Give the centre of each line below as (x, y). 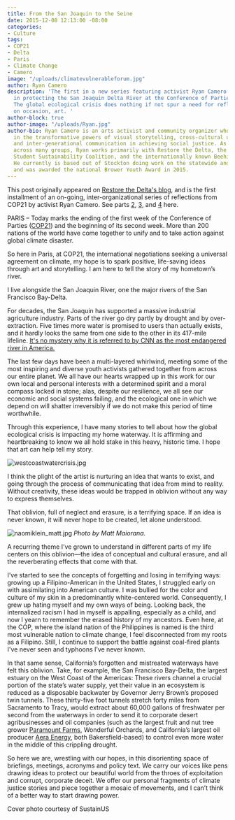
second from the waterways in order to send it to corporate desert (102, 714)
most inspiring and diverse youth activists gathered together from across (112, 368)
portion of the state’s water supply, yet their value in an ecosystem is (106, 685)
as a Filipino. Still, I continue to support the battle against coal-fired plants (114, 642)
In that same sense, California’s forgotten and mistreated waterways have (113, 663)
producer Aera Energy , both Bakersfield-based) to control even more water (115, 737)
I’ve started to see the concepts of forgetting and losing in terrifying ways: (114, 575)
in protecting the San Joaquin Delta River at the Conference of (111, 99)
